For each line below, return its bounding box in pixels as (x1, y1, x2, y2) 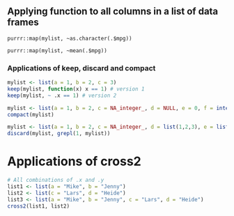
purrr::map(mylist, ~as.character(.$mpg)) (7, 35, 132, 42)
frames (7, 17, 40, 29)
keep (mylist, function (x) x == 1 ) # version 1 (7, 85, 145, 93)
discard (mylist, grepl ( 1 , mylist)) (7, 130, 111, 137)
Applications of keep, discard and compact (7, 63, 156, 72)
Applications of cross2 (7, 153, 141, 169)
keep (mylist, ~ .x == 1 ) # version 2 (7, 92, 117, 99)
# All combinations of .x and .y (7, 177, 104, 184)
